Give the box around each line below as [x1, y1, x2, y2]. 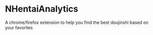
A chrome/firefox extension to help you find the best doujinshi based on [5, 19, 149, 25]
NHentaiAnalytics [5, 3, 79, 15]
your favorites [5, 24, 33, 30]
